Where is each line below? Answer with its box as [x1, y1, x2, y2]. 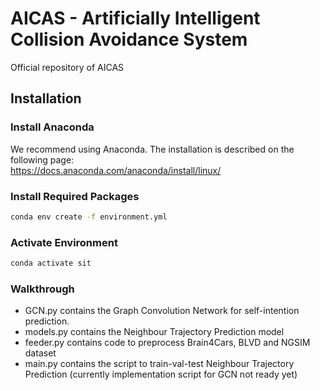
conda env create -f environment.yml [10, 212, 168, 222]
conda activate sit [10, 258, 92, 269]
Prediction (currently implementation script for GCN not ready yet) [24, 368, 298, 381]
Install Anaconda [10, 120, 95, 134]
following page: [10, 153, 75, 166]
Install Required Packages [10, 189, 140, 203]
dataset [24, 347, 57, 359]
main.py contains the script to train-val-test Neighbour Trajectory [24, 358, 295, 370]
